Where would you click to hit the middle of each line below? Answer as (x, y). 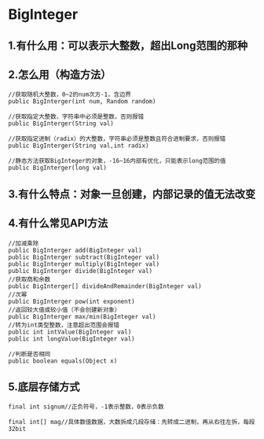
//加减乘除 (24, 243)
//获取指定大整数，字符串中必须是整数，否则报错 (76, 117)
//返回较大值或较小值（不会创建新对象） (64, 310)
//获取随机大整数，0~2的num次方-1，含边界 (70, 95)
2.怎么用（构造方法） (60, 74)
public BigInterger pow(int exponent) (71, 301)
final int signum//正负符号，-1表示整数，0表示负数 (86, 407)
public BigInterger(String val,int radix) (79, 146)
